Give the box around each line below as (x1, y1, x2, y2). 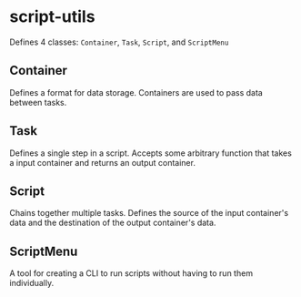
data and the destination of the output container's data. (9, 217, 216, 229)
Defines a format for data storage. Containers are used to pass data (9, 87, 264, 97)
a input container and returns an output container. (9, 157, 196, 168)
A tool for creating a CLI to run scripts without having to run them (9, 268, 253, 279)
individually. (9, 278, 55, 289)
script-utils (9, 6, 95, 27)
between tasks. (9, 97, 67, 108)
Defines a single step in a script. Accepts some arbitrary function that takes (9, 148, 293, 159)
